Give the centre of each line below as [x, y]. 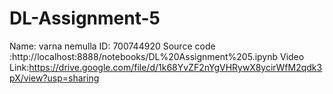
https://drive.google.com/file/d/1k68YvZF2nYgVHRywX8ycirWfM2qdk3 [175, 67]
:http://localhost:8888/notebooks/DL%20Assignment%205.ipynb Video [157, 56]
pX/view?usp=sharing [54, 78]
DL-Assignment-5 [85, 18]
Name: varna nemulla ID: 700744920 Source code [112, 46]
